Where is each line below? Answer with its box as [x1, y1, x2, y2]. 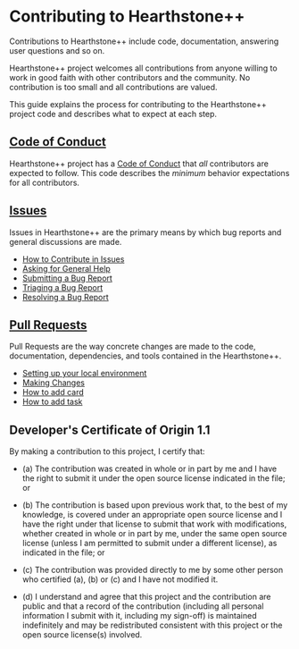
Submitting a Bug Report [21, 273, 113, 283]
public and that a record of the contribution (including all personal [21, 601, 264, 611]
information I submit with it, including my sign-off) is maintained [21, 611, 257, 621]
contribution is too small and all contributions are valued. [9, 81, 218, 92]
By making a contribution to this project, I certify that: [9, 446, 205, 457]
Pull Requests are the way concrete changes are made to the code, [9, 341, 256, 352]
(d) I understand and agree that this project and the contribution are [21, 592, 271, 603]
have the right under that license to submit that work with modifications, [21, 518, 287, 529]
